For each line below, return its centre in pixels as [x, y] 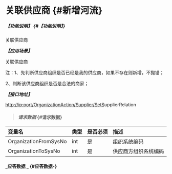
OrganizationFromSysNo [37, 142]
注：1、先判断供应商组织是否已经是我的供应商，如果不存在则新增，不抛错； [85, 73]
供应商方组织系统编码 [138, 151]
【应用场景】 [19, 51]
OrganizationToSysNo [34, 151]
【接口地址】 [19, 94]
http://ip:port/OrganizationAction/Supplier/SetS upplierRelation [71, 105]
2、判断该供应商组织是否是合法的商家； [47, 84]
